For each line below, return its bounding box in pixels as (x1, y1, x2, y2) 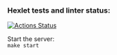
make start (7, 42, 39, 49)
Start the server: (7, 35, 55, 43)
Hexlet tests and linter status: (7, 6, 111, 15)
